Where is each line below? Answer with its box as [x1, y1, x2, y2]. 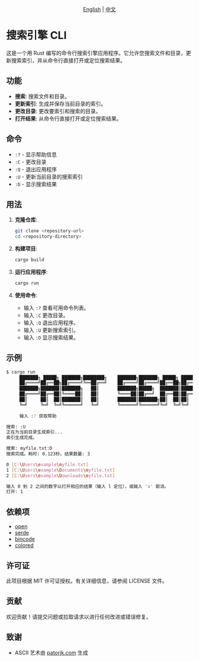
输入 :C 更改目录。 [23, 311, 69, 319]
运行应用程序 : [14, 268, 48, 275]
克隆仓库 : [14, 216, 37, 223]
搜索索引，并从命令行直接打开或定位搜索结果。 [11, 56, 126, 64]
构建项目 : [14, 245, 37, 252]
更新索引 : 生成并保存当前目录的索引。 [14, 100, 107, 107]
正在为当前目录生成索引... [6, 429, 63, 435]
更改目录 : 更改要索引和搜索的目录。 [14, 107, 101, 114]
